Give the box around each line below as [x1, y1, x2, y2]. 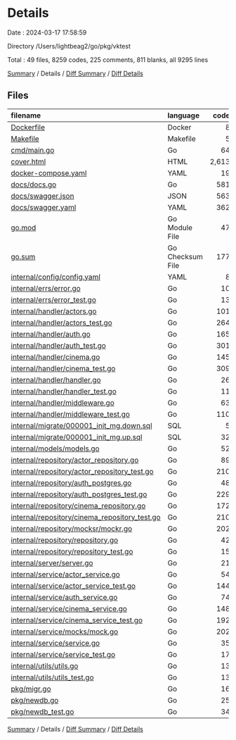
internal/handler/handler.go [11, 375, 101, 384]
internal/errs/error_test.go [11, 294, 96, 304]
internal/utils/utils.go [11, 660, 79, 670]
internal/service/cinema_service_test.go [11, 615, 143, 625]
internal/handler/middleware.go [11, 398, 114, 408]
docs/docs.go [11, 180, 57, 189]
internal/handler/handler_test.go [11, 386, 117, 396]
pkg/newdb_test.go [11, 706, 74, 716]
